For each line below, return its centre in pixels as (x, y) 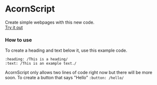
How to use (19, 40)
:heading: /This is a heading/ (36, 59)
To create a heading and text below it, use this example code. (66, 50)
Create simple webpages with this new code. (50, 22)
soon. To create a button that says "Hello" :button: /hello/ (64, 78)
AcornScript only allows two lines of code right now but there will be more (79, 72)
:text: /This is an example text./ (41, 64)
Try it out (14, 27)
